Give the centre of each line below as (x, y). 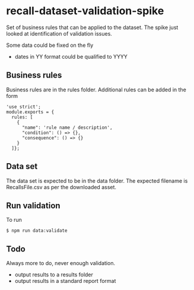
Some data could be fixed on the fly (50, 45)
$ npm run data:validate (37, 231)
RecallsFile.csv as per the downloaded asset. (61, 187)
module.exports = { (30, 112)
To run (14, 220)
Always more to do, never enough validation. (61, 263)
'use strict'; (24, 107)
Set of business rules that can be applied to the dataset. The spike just (92, 27)
